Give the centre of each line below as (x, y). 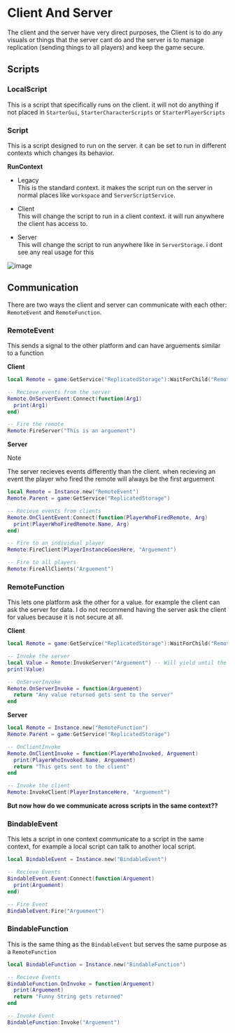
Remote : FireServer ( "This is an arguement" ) (72, 431)
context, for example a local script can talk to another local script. (102, 846)
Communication (43, 288)
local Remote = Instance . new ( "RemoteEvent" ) (73, 492)
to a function (26, 353)
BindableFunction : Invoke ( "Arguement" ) (64, 1022)
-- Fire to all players (42, 563)
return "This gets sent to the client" (72, 766)
